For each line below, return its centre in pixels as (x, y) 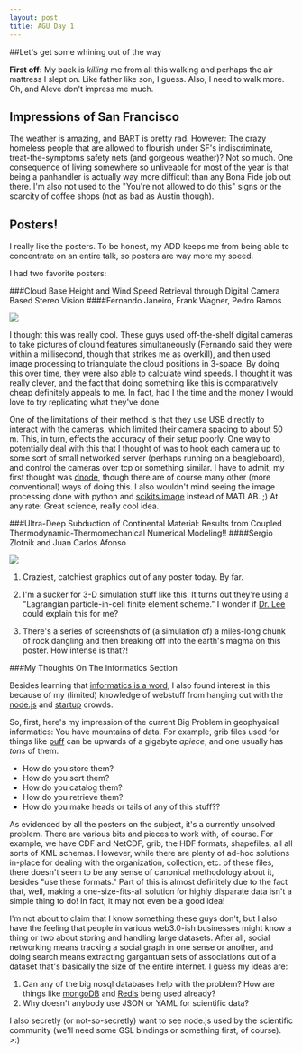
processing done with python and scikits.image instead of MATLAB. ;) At (144, 497)
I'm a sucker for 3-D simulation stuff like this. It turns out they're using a (156, 595)
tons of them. (34, 751)
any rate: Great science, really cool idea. (84, 506)
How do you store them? (68, 769)
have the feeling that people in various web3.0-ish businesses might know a (151, 928)
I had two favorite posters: (58, 274)
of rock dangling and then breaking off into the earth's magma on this (151, 641)
